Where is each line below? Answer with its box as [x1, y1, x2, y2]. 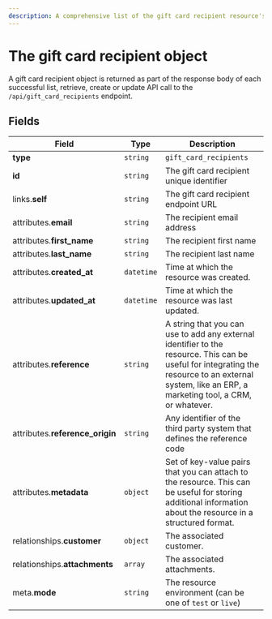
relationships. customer [12, 535, 101, 547]
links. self [12, 194, 47, 205]
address [164, 222, 197, 234]
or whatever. [164, 399, 213, 411]
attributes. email [12, 217, 73, 228]
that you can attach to [164, 466, 249, 478]
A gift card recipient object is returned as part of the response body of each [8, 74, 261, 84]
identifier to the [164, 338, 223, 350]
